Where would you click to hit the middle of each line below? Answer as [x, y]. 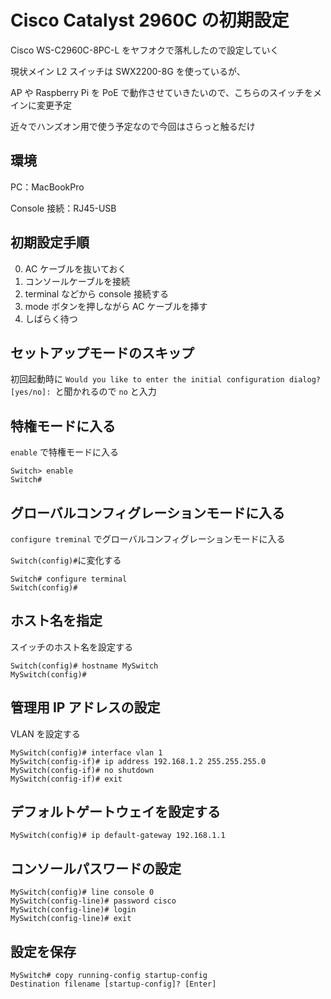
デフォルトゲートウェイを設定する [115, 812]
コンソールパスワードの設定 [96, 868]
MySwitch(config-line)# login [73, 910]
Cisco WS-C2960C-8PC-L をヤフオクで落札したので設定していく [145, 50]
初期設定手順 [50, 242]
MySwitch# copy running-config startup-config [109, 976]
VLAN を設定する [45, 733]
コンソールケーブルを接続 [77, 281]
